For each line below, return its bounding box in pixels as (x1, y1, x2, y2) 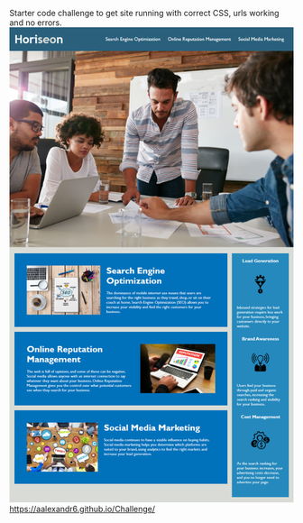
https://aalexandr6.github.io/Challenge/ (9, 504, 156, 515)
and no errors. (9, 17, 63, 28)
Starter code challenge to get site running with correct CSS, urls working (9, 8, 280, 18)
